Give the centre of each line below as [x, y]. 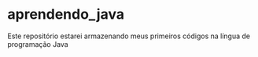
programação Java [38, 44]
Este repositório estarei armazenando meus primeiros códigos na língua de [129, 36]
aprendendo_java [66, 14]
